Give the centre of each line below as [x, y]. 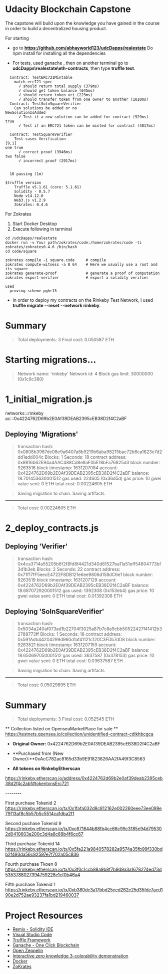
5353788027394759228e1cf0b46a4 [43, 875]
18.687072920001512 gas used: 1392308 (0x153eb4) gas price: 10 [86, 591]
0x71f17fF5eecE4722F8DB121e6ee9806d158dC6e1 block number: [85, 574]
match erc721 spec [33, 82]
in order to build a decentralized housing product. [56, 28]
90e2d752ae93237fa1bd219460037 [42, 895]
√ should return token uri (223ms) [55, 95]
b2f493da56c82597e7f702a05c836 [42, 854]
